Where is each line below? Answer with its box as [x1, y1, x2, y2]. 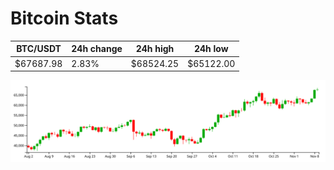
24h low [193, 43, 229, 55]
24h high [135, 43, 175, 55]
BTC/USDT [16, 43, 62, 55]
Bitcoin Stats [10, 7, 119, 30]
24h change [71, 43, 123, 55]
